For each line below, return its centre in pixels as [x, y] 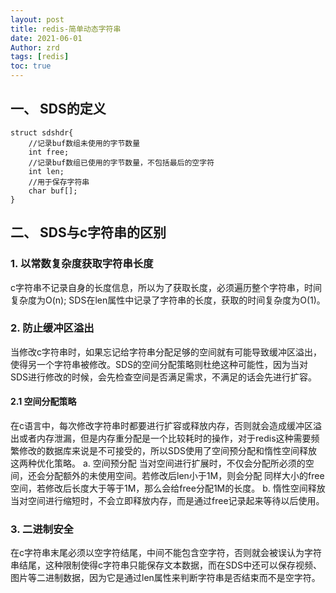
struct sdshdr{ [42, 132]
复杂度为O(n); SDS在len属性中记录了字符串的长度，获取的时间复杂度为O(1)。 [168, 300]
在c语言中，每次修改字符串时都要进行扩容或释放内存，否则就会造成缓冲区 [161, 425]
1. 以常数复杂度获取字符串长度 [82, 264]
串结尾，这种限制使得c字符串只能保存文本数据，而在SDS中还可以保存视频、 [166, 565]
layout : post [37, 19]
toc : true [31, 66]
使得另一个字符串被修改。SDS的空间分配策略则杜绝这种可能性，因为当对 [159, 364]
